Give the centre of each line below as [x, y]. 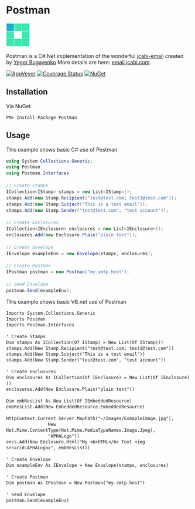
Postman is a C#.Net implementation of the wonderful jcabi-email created [95, 56]
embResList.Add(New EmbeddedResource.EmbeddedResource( [76, 407]
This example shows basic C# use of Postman [62, 149]
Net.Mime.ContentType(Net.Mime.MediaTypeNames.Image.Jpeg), [81, 430]
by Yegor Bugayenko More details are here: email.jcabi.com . [78, 62]
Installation [27, 92]
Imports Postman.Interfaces [40, 325]
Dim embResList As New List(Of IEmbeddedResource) [69, 401]
